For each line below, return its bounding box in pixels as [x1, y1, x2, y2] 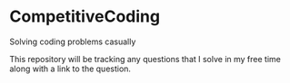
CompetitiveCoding [9, 6, 161, 27]
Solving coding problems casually [9, 36, 136, 47]
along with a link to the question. [9, 63, 132, 74]
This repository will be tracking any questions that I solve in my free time [9, 53, 282, 64]
